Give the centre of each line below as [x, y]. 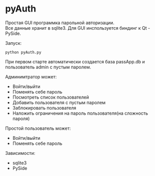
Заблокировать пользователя [44, 108]
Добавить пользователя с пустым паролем [59, 102]
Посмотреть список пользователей [51, 97]
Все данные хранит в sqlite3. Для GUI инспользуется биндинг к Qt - [78, 28]
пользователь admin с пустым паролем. [48, 67]
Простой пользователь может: [38, 128]
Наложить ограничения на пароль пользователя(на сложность [80, 113]
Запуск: [13, 43]
